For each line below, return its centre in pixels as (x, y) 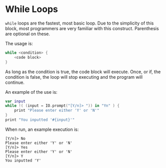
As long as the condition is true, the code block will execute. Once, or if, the (83, 72)
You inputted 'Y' (23, 160)
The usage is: (19, 43)
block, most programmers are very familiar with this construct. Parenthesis (82, 28)
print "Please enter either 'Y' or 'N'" (57, 111)
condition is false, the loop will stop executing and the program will (74, 77)
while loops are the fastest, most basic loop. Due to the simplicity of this (79, 23)
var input (15, 101)
